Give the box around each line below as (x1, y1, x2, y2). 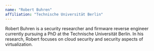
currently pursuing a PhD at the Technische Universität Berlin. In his (5, 31, 144, 37)
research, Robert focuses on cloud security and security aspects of (5, 36, 144, 42)
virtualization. (5, 41, 33, 47)
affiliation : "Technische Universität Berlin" (5, 12, 103, 17)
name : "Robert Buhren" (5, 7, 52, 12)
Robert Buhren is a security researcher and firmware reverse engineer (5, 25, 149, 31)
